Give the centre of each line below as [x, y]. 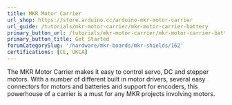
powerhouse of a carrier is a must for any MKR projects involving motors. [111, 93]
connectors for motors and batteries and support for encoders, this [103, 86]
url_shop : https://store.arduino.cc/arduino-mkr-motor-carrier [100, 20]
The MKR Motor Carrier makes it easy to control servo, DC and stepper [108, 71]
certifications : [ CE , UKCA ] [48, 52]
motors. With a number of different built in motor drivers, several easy [106, 79]
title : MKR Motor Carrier [44, 13]
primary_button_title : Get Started [58, 39]
